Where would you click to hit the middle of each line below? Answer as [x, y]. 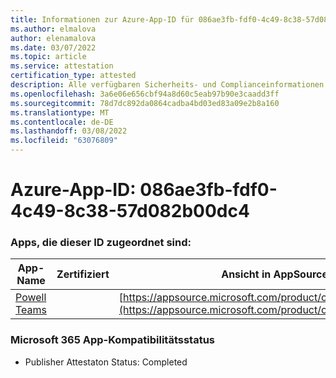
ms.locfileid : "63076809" [64, 141]
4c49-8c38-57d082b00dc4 [130, 211]
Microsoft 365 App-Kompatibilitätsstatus [113, 340]
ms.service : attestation [62, 66]
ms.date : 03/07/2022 [53, 47]
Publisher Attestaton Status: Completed [106, 362]
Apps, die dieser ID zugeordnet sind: [101, 243]
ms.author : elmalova [53, 29]
